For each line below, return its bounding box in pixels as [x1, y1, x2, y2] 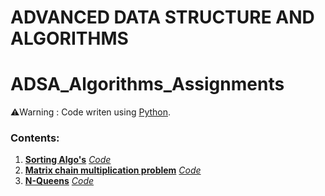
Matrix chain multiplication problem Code [24, 164, 202, 176]
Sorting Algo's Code [24, 154, 112, 166]
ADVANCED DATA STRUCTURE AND [10, 6, 315, 29]
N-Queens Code [24, 175, 95, 187]
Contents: [10, 131, 60, 145]
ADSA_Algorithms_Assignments [10, 73, 285, 96]
